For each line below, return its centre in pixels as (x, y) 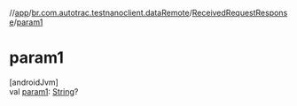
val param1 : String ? (44, 91)
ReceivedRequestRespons (240, 13)
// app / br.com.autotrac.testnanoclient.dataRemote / (101, 13)
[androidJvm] (34, 82)
